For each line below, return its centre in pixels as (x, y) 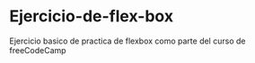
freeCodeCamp (38, 50)
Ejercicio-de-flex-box (91, 16)
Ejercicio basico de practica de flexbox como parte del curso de (127, 41)
